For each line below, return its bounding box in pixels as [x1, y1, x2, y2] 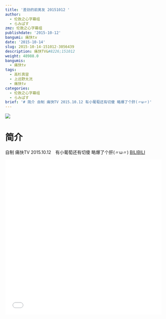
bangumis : [5, 58, 26, 63]
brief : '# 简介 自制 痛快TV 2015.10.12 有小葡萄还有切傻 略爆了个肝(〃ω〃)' [5, 100, 152, 105]
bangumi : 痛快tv [5, 35, 37, 40]
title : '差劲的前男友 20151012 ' [5, 7, 70, 12]
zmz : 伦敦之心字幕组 [5, 26, 43, 31]
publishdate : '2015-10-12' [5, 30, 61, 35]
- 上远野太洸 [9, 77, 33, 81]
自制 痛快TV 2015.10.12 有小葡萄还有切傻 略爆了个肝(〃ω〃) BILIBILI [5, 150, 146, 156]
